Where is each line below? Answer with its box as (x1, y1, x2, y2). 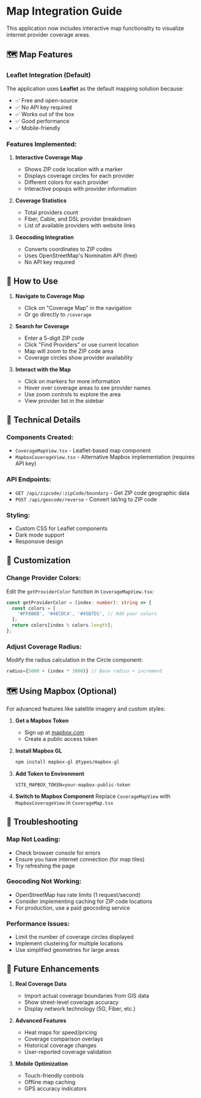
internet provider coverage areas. (6, 31, 90, 38)
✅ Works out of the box (15, 110, 75, 117)
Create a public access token (24, 735, 98, 742)
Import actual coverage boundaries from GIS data (24, 992, 150, 999)
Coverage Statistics (15, 197, 67, 204)
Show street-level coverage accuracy (24, 998, 119, 1006)
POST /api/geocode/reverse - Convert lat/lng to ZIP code (15, 495, 157, 503)
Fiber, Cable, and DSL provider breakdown (24, 215, 131, 223)
